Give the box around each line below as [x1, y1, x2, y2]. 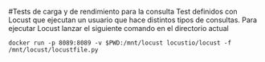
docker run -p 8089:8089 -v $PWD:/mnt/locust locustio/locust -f [8, 39, 231, 47]
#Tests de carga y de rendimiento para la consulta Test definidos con [8, 7, 238, 16]
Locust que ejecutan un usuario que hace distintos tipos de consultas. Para [8, 15, 258, 25]
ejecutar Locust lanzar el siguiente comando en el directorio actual [8, 24, 229, 33]
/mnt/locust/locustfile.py [8, 46, 99, 54]
